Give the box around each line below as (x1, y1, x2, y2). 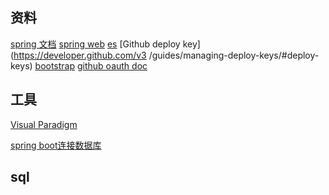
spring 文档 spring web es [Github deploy (10, 38, 181, 50)
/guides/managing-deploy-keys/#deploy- (148, 49, 320, 61)
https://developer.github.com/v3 (13, 49, 147, 61)
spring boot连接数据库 (10, 139, 102, 151)
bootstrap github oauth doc (34, 59, 148, 72)
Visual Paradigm (10, 118, 78, 130)
